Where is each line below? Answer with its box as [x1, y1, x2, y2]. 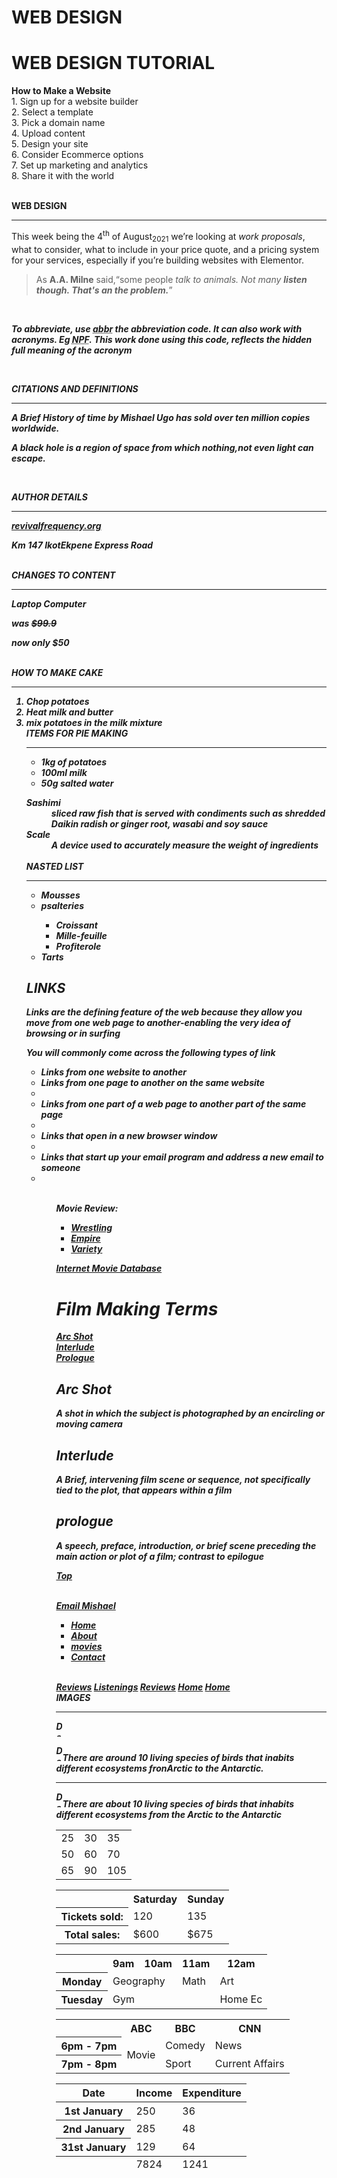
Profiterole [55, 940, 102, 952]
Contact [70, 1651, 106, 1663]
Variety [70, 1243, 103, 1255]
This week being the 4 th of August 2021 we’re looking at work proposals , [11, 229, 306, 245]
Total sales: [64, 1928, 121, 1942]
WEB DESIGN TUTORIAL [11, 52, 216, 75]
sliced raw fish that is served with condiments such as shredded [50, 807, 326, 819]
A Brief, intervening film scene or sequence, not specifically [55, 1473, 311, 1485]
